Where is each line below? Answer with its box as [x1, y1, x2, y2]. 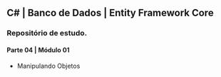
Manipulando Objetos [16, 61, 81, 70]
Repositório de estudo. [6, 28, 87, 38]
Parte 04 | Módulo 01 [6, 45, 70, 54]
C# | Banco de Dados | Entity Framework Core [6, 7, 215, 19]
